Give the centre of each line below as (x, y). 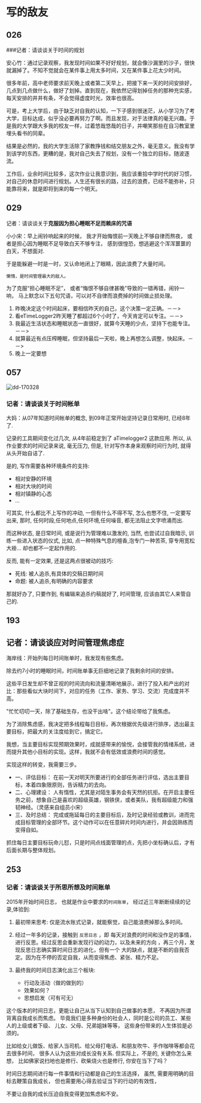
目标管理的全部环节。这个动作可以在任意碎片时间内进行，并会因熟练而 (106, 822)
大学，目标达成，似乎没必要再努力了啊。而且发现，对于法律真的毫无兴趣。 (98, 118)
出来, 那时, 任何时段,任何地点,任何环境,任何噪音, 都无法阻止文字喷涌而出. (95, 520)
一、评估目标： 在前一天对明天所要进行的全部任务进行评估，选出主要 (99, 777)
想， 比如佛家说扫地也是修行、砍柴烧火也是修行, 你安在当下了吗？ (87, 1060)
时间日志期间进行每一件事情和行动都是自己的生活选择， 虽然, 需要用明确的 (98, 1073)
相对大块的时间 (33, 486)
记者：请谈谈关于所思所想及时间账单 (58, 888)
